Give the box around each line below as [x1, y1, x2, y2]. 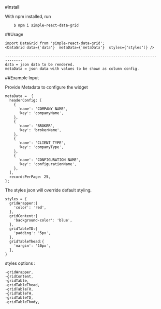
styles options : [5, 260, 36, 266]
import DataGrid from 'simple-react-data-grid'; [5, 41, 105, 46]
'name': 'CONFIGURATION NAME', [17, 157, 81, 162]
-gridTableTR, [5, 287, 34, 292]
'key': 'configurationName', [17, 162, 77, 167]
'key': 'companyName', [17, 111, 64, 116]
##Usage [5, 32, 24, 37]
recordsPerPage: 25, [9, 174, 51, 179]
